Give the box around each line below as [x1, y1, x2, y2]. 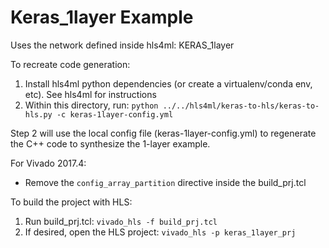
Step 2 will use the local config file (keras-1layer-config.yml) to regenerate [10, 127, 317, 139]
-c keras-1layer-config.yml [56, 109, 174, 120]
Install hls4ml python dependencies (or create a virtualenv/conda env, [24, 77, 313, 90]
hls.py [24, 109, 53, 120]
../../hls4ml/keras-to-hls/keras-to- [162, 101, 320, 111]
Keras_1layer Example [10, 6, 194, 29]
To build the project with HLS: [10, 196, 133, 208]
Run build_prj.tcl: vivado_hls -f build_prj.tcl [24, 215, 218, 227]
